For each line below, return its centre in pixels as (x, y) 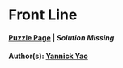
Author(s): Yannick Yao (49, 56)
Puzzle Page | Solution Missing (61, 37)
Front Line (43, 15)
